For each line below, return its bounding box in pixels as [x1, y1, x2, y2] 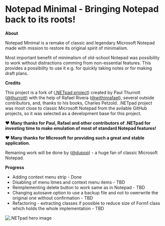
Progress [5, 164, 25, 170]
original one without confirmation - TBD [12, 195, 93, 201]
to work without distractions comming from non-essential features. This [5, 60, 151, 66]
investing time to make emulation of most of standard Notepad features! [5, 125, 157, 131]
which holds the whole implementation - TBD [12, 205, 104, 211]
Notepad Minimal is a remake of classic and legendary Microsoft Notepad [5, 39, 155, 45]
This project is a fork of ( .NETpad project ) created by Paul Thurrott [5, 89, 141, 95]
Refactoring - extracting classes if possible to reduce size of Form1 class [12, 200, 161, 206]
